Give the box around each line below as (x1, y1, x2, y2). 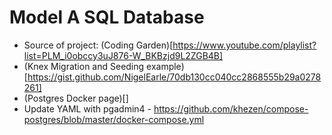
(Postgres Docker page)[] (23, 92, 129, 104)
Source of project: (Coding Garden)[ (23, 39, 174, 51)
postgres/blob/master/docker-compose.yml (23, 113, 205, 125)
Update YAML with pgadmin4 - (23, 102, 152, 115)
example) (146, 60, 185, 72)
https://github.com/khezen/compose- (153, 102, 309, 115)
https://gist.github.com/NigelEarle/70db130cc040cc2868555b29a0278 (27, 71, 322, 83)
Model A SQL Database (9, 6, 205, 29)
